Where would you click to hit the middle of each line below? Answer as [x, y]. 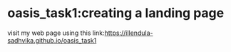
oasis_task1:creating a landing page [116, 13]
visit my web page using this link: [56, 33]
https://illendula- [129, 33]
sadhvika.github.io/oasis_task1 [52, 40]
